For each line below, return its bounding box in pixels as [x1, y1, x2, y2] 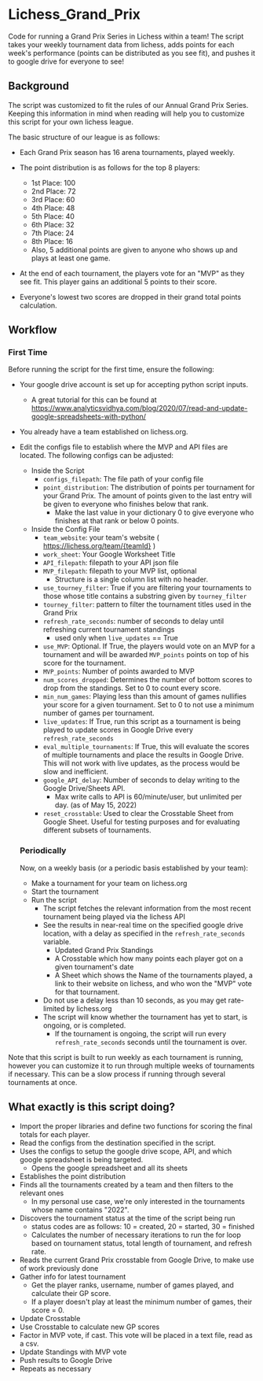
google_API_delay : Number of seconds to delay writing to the [42, 775, 240, 785]
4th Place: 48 [31, 203, 75, 212]
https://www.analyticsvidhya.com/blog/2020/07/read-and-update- [31, 404, 248, 413]
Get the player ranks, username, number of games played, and [31, 1280, 234, 1290]
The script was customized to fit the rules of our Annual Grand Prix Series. [8, 100, 249, 109]
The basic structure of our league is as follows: [8, 132, 160, 142]
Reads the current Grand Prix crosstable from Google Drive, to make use [19, 1255, 254, 1265]
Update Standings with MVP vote [19, 1347, 127, 1357]
